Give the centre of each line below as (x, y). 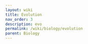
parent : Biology (22, 33)
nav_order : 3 (19, 19)
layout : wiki (19, 10)
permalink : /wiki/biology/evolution (44, 29)
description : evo (24, 24)
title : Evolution (24, 15)
